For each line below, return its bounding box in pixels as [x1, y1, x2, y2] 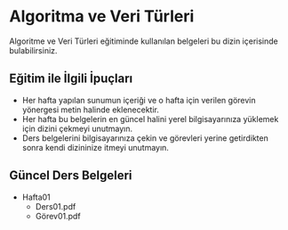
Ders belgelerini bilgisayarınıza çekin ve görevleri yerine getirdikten [21, 132, 268, 144]
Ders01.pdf [35, 201, 76, 211]
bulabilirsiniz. [9, 45, 58, 55]
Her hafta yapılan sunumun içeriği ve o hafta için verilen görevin [21, 94, 256, 105]
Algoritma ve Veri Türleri [9, 6, 195, 27]
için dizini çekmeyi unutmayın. [21, 123, 133, 134]
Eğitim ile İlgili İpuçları [9, 71, 133, 86]
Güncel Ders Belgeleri [9, 168, 132, 184]
